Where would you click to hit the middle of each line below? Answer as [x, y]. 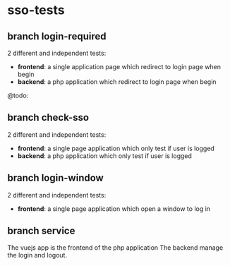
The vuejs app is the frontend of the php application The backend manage [115, 248]
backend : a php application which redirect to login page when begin [117, 82]
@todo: [18, 95]
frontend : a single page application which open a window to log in [114, 208]
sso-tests [36, 10]
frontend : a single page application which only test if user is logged [116, 148]
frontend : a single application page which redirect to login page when [119, 67]
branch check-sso [48, 117]
